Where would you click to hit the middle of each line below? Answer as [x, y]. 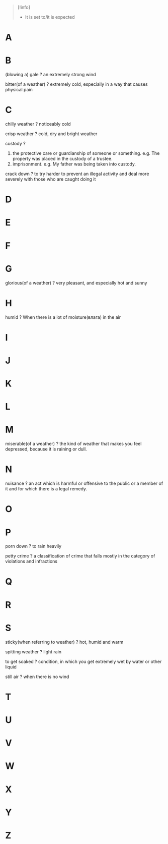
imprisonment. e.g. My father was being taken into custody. [74, 164]
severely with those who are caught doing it [51, 179]
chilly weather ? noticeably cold [38, 124]
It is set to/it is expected [50, 17]
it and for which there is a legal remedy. [46, 489]
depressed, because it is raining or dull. [46, 449]
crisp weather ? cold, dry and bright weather [51, 134]
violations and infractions [31, 561]
